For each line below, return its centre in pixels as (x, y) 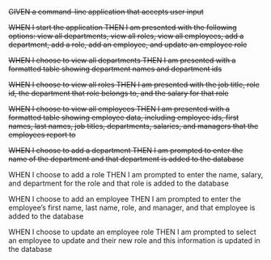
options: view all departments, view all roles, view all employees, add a (126, 36)
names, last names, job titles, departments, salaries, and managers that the (133, 126)
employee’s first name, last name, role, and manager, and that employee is (132, 207)
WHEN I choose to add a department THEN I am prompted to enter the (126, 150)
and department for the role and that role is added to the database (119, 183)
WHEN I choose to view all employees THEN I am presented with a (119, 109)
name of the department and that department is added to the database (126, 159)
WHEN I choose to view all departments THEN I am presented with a (122, 60)
